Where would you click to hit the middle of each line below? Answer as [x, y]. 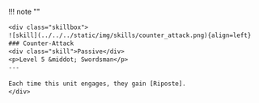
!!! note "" [24, 12]
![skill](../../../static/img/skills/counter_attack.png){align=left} [130, 35]
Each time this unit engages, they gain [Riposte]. [97, 84]
